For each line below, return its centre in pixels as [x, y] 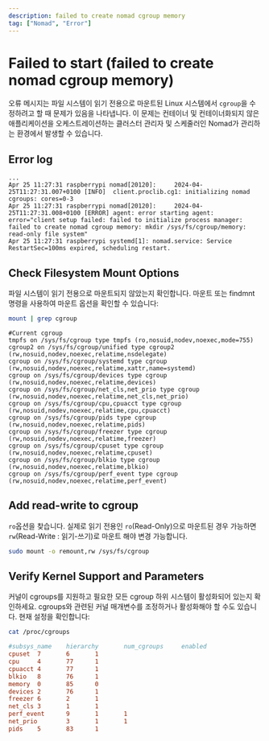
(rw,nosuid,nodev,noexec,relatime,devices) [83, 382]
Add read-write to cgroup [73, 506]
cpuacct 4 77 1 [54, 669]
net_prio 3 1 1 [68, 722]
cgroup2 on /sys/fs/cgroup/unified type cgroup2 [91, 347]
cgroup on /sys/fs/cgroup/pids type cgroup [83, 418]
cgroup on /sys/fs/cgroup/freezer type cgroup [88, 431]
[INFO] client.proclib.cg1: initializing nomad [167, 192]
